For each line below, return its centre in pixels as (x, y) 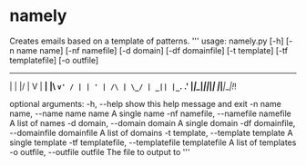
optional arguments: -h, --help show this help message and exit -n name (146, 103)
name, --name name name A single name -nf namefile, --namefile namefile (150, 113)
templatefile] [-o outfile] (54, 60)
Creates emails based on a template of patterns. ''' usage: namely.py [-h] (147, 41)
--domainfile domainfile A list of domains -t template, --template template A (151, 132)
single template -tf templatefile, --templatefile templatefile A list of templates (153, 142)
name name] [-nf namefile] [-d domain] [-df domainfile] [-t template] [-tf (153, 50)
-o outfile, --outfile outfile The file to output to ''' (100, 151)
